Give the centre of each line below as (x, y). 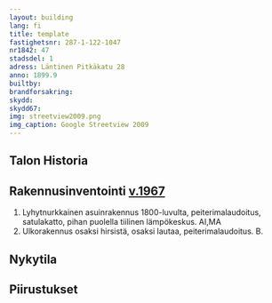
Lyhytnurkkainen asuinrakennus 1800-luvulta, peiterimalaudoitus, (141, 212)
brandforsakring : (41, 92)
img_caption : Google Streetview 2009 (79, 125)
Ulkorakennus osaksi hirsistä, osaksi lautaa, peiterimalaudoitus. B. (143, 231)
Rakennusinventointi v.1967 (88, 191)
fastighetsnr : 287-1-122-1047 (65, 42)
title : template (39, 34)
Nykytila (33, 259)
